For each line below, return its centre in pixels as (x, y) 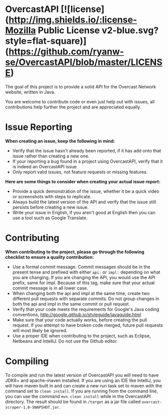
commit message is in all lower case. (50, 288)
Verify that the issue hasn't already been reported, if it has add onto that (87, 150)
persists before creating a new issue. (50, 207)
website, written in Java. (30, 92)
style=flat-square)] (46, 41)
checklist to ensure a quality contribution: (49, 257)
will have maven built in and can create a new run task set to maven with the (84, 386)
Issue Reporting (39, 127)
